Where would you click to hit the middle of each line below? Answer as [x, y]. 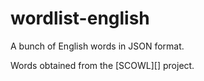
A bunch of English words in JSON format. [97, 46]
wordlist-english [80, 18]
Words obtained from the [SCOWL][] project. [102, 65]
